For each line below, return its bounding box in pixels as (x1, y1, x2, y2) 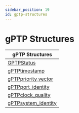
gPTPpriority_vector (7, 75, 53, 82)
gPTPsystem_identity (7, 100, 57, 107)
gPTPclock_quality (7, 92, 51, 99)
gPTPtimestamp (7, 67, 45, 74)
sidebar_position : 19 (5, 7, 50, 12)
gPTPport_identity (7, 84, 50, 91)
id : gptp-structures (5, 12, 48, 17)
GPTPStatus (7, 59, 36, 66)
